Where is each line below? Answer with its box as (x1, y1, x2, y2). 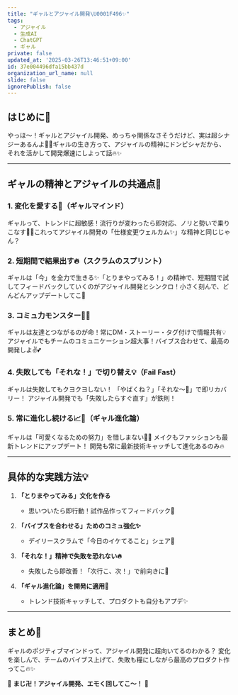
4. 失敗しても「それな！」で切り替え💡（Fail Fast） (7, 367, 181, 377)
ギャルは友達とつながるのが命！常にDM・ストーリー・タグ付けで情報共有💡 (7, 328, 227, 337)
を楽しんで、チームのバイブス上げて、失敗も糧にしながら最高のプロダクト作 (7, 655, 230, 664)
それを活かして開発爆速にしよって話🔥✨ (7, 149, 123, 157)
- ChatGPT (13, 37, 42, 44)
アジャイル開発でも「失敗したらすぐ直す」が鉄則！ (27, 394, 176, 402)
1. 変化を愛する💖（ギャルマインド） (7, 201, 129, 211)
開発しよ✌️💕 (7, 345, 41, 355)
